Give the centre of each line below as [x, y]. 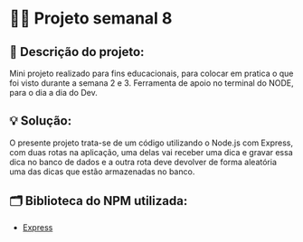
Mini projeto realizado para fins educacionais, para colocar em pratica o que [151, 73]
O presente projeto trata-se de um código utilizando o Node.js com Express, [151, 143]
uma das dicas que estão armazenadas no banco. [102, 172]
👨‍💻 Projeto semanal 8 [91, 19]
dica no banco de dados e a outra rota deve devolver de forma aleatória [143, 162]
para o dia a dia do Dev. [53, 93]
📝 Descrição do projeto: [77, 52]
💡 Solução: [41, 121]
